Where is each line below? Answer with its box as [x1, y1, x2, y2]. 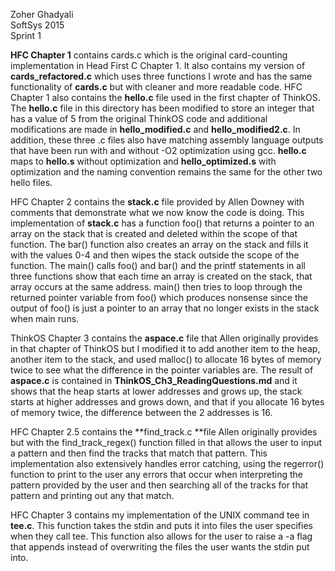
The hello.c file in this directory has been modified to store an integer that [10, 102, 315, 114]
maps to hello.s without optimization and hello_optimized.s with [10, 155, 277, 167]
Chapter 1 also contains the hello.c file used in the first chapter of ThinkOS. [10, 92, 321, 103]
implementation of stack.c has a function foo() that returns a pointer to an [10, 217, 315, 229]
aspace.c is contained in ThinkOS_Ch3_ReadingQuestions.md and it [10, 375, 298, 386]
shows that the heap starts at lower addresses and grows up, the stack [10, 385, 303, 397]
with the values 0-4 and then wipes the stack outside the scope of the [10, 249, 300, 261]
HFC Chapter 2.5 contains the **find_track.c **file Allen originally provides [10, 426, 318, 438]
